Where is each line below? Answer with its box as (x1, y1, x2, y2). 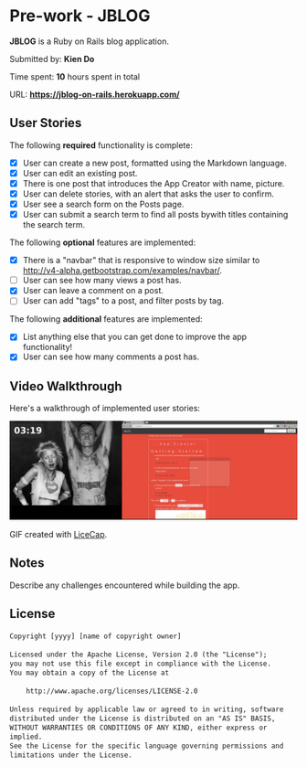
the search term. (22, 219, 85, 230)
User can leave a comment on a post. (22, 285, 164, 296)
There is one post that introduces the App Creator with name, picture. (22, 177, 285, 188)
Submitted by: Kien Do (9, 53, 95, 64)
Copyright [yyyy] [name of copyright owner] (9, 632, 182, 641)
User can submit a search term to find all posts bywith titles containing (22, 209, 289, 220)
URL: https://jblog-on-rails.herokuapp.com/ (9, 89, 180, 100)
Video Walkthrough (9, 378, 122, 394)
